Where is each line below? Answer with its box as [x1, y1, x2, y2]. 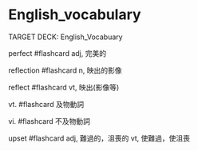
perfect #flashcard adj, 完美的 [8, 48, 106, 58]
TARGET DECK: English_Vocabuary [8, 32, 123, 42]
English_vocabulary [8, 6, 141, 24]
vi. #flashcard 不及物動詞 [8, 116, 90, 125]
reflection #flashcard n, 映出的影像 [8, 66, 122, 75]
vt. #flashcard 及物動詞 [8, 99, 85, 109]
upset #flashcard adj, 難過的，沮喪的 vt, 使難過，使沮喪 [8, 133, 190, 143]
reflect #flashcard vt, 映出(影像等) [8, 82, 120, 92]
